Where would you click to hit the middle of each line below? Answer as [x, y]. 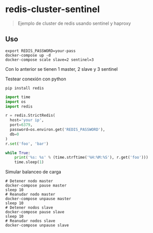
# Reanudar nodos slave [30, 221]
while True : [18, 153]
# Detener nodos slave [29, 208]
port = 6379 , [21, 125]
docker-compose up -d [28, 55]
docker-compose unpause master [38, 199]
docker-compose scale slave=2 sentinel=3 [50, 60]
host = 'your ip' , [27, 120]
